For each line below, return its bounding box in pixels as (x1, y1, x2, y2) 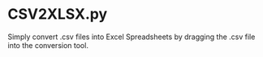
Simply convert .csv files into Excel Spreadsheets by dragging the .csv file (7, 32, 256, 42)
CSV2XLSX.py (7, 5, 108, 24)
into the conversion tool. (7, 40, 88, 50)
